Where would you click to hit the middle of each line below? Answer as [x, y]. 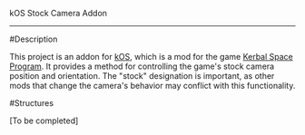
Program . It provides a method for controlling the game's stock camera [142, 66]
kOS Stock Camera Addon [58, 13]
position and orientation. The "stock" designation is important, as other [142, 76]
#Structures [32, 103]
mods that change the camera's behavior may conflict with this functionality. [152, 86]
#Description [34, 39]
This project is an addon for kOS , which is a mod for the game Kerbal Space [151, 57]
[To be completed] [44, 121]
